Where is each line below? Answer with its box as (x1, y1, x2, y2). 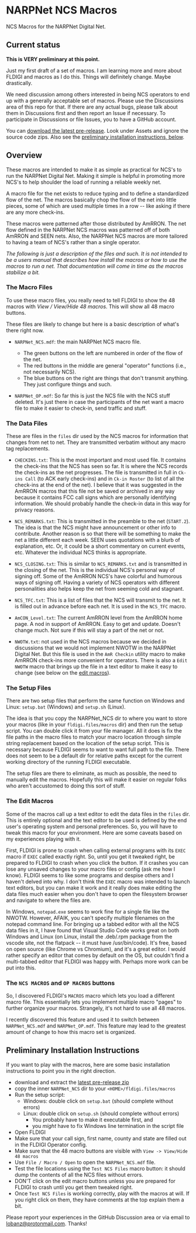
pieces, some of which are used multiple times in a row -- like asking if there (6, 202, 190, 209)
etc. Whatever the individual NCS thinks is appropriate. (14, 549, 147, 556)
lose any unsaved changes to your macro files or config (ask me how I (6, 865, 176, 872)
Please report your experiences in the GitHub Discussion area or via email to (6, 1214, 190, 1221)
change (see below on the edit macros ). (14, 669, 111, 676)
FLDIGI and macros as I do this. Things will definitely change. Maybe (6, 73, 171, 80)
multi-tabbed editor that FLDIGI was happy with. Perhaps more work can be (6, 958, 188, 965)
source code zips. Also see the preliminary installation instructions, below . (6, 133, 185, 140)
